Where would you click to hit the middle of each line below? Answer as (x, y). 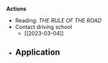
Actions (16, 9)
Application (38, 52)
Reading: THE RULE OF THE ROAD (58, 20)
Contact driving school (43, 27)
